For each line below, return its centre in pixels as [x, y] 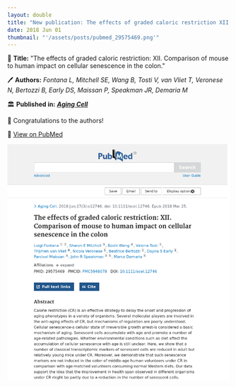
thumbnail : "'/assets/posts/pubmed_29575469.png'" [83, 37]
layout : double [30, 15]
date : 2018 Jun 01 [34, 30]
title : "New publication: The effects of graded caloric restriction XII [118, 22]
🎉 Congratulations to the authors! [55, 121]
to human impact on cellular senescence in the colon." [87, 66]
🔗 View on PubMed [35, 134]
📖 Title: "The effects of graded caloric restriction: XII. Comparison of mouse [118, 58]
